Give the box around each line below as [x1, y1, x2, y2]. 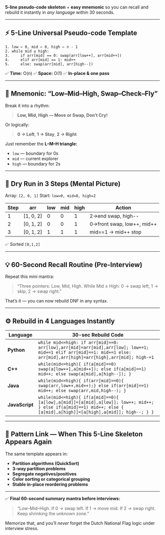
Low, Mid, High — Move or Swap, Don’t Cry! [17, 112, 108, 118]
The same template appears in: [5, 451, 68, 457]
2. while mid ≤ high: [5, 49, 50, 54]
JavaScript [7, 401, 33, 408]
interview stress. [5, 525, 39, 531]
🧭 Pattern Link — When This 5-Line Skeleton [5, 430, 143, 438]
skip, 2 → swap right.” [17, 288, 62, 295]
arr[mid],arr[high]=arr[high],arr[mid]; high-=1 [38, 355, 154, 360]
